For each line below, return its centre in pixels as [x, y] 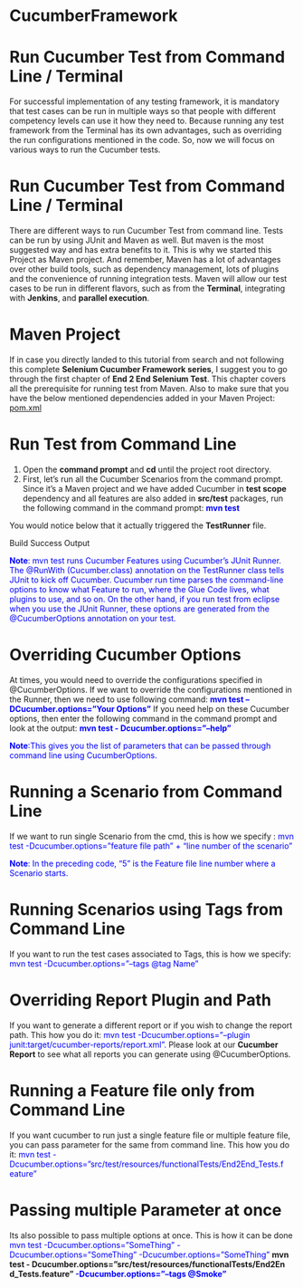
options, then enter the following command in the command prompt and [143, 718]
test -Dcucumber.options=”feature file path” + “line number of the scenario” [151, 846]
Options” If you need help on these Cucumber [203, 708]
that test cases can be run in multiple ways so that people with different [142, 111]
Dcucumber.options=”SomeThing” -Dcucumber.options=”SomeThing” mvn [149, 1254]
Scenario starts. [39, 873]
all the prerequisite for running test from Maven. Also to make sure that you [149, 389]
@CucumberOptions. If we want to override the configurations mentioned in [151, 689]
